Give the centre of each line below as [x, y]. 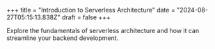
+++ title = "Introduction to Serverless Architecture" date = [91, 10]
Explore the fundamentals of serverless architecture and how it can [103, 31]
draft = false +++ [86, 17]
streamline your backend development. [63, 38]
